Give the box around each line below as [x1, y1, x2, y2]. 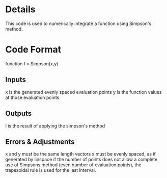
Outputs [5, 109, 32, 118]
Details [5, 4, 36, 15]
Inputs [5, 75, 26, 84]
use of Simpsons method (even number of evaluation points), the [5, 162, 142, 168]
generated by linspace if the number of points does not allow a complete [5, 157, 158, 163]
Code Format [5, 44, 62, 56]
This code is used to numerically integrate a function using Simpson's [5, 20, 152, 27]
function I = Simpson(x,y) [5, 60, 59, 67]
